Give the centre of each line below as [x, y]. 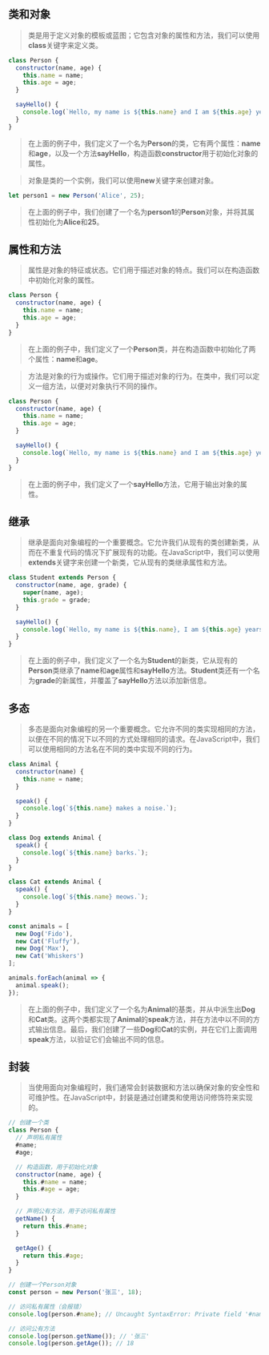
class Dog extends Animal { [55, 838]
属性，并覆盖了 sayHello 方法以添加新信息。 [140, 681]
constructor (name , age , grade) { [71, 585]
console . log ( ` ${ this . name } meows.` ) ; [86, 897]
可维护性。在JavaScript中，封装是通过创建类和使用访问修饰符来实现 [141, 1098]
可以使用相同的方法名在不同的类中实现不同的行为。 [112, 749]
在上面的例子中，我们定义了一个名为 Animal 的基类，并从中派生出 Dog [142, 1009]
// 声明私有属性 [39, 1138]
